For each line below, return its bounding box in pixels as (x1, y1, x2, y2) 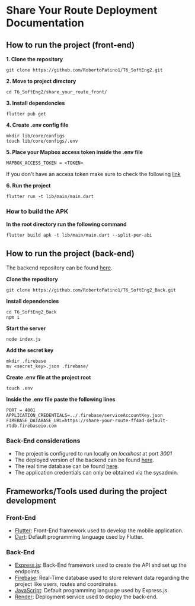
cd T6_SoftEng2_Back (6, 309, 57, 315)
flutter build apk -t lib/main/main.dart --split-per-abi (6, 233, 152, 238)
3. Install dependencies (6, 99, 65, 106)
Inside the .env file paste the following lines (6, 396, 116, 403)
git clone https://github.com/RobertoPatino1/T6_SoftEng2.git (6, 67, 163, 73)
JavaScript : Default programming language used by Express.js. (14, 587, 169, 594)
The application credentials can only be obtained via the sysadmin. (14, 469, 178, 476)
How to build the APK (6, 207, 69, 215)
